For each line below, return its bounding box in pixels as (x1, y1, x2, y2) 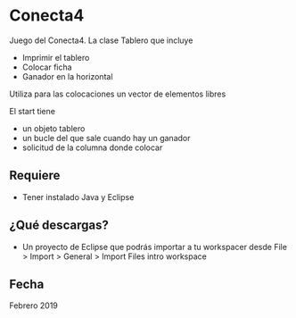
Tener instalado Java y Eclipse (21, 191, 135, 202)
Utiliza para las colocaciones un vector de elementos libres (9, 88, 226, 99)
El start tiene (9, 105, 56, 116)
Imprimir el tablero (21, 52, 90, 63)
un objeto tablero (21, 122, 86, 134)
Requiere (9, 168, 61, 183)
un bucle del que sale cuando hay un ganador (21, 132, 191, 143)
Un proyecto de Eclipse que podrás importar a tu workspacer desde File (21, 241, 288, 252)
